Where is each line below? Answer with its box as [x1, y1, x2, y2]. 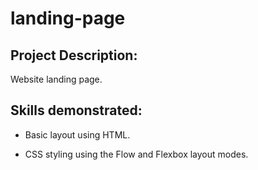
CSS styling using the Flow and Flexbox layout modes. [24, 148, 249, 160]
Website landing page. [10, 73, 103, 85]
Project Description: [10, 47, 138, 64]
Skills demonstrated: [10, 102, 143, 119]
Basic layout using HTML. [24, 128, 131, 141]
